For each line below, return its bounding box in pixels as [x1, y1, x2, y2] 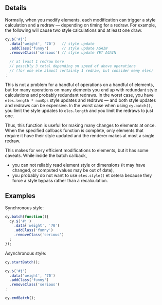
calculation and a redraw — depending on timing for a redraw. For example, [5, 22, 157, 28]
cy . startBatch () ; [5, 260, 40, 264]
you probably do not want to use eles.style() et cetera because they [12, 172, 152, 178]
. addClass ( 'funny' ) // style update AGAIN [9, 46, 108, 51]
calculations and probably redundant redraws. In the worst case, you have [5, 92, 154, 98]
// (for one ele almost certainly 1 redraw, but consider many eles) [9, 68, 153, 73]
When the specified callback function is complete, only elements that [5, 127, 144, 133]
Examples [5, 192, 36, 200]
